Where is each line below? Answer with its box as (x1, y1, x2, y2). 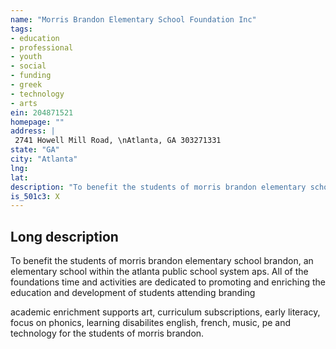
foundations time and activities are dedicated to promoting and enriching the (10, 276, 327, 288)
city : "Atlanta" (10, 154, 78, 164)
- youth (10, 52, 43, 62)
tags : (10, 24, 33, 34)
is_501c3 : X (10, 191, 60, 201)
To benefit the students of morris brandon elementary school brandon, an (10, 255, 314, 267)
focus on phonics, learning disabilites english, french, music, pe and (10, 317, 292, 329)
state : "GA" (10, 145, 60, 155)
